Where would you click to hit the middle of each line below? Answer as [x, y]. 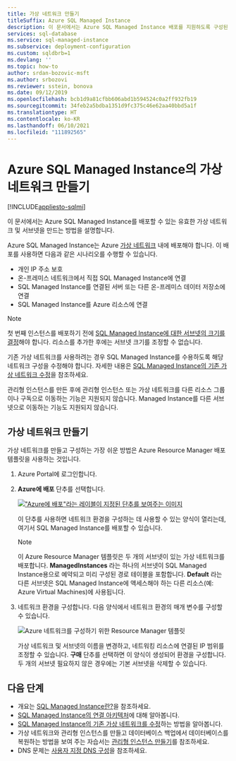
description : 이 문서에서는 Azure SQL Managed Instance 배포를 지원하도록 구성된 [118, 27]
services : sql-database [42, 34]
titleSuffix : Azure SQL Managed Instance [69, 20]
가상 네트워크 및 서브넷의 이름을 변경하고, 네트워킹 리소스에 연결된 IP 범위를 [121, 646]
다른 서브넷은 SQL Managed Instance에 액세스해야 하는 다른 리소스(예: [115, 583]
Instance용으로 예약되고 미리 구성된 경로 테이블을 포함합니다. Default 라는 [120, 574]
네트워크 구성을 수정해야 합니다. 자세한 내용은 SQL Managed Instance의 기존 [113, 366]
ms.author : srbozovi [38, 79]
